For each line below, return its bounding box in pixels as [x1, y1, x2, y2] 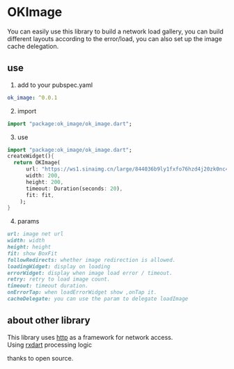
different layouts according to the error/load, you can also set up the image [7, 34, 223, 42]
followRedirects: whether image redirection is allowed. [7, 256, 176, 263]
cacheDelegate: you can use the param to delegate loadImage [7, 295, 189, 302]
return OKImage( [13, 159, 61, 166]
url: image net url [7, 230, 64, 237]
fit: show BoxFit [7, 250, 58, 257]
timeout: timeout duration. [7, 283, 89, 290]
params [17, 217, 40, 226]
